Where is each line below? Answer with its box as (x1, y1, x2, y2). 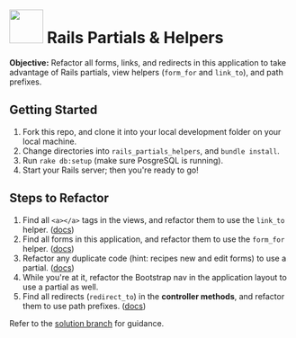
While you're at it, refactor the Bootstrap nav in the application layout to (22, 271, 288, 282)
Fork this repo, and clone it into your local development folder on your (22, 126, 282, 137)
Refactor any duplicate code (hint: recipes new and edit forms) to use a (22, 253, 287, 263)
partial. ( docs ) (22, 262, 75, 273)
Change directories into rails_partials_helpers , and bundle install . (22, 145, 281, 156)
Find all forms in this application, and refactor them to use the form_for (22, 234, 285, 245)
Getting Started (9, 102, 98, 118)
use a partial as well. (22, 281, 99, 292)
